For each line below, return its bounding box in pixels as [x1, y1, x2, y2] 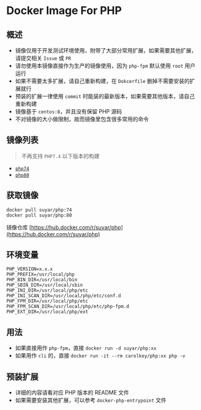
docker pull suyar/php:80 [6, 212, 72, 218]
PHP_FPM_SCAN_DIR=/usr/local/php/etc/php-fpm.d [6, 303, 130, 310]
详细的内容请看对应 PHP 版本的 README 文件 [15, 389, 130, 397]
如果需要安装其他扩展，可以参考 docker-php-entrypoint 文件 [15, 397, 167, 404]
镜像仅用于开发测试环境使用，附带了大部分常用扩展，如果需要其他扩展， [15, 47, 197, 54]
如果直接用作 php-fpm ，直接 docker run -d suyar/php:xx [15, 344, 157, 351]
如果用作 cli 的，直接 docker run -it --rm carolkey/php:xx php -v [15, 352, 186, 359]
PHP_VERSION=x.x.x [6, 266, 53, 272]
